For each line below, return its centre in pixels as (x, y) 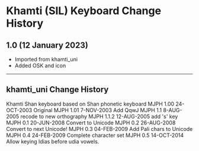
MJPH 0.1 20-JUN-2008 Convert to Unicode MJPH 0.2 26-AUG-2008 (91, 123)
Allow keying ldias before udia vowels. (53, 141)
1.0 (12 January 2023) (47, 45)
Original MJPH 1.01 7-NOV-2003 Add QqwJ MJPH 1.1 (97, 110)
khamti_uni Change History (57, 90)
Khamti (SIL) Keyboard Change (84, 11)
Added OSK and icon (40, 65)
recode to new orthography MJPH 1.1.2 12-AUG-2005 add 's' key (99, 116)
